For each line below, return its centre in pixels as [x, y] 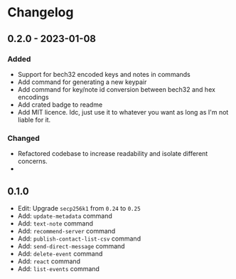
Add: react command [49, 261]
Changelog [41, 12]
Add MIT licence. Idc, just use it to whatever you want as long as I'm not [123, 112]
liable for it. [34, 120]
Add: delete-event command [60, 253]
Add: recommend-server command [66, 231]
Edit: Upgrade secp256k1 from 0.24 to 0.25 [79, 208]
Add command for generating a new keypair [82, 82]
